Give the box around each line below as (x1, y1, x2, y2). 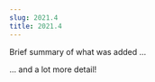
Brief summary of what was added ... (9, 46, 147, 57)
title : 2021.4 (9, 22, 63, 31)
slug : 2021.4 (9, 13, 59, 23)
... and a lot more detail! (9, 64, 97, 75)
